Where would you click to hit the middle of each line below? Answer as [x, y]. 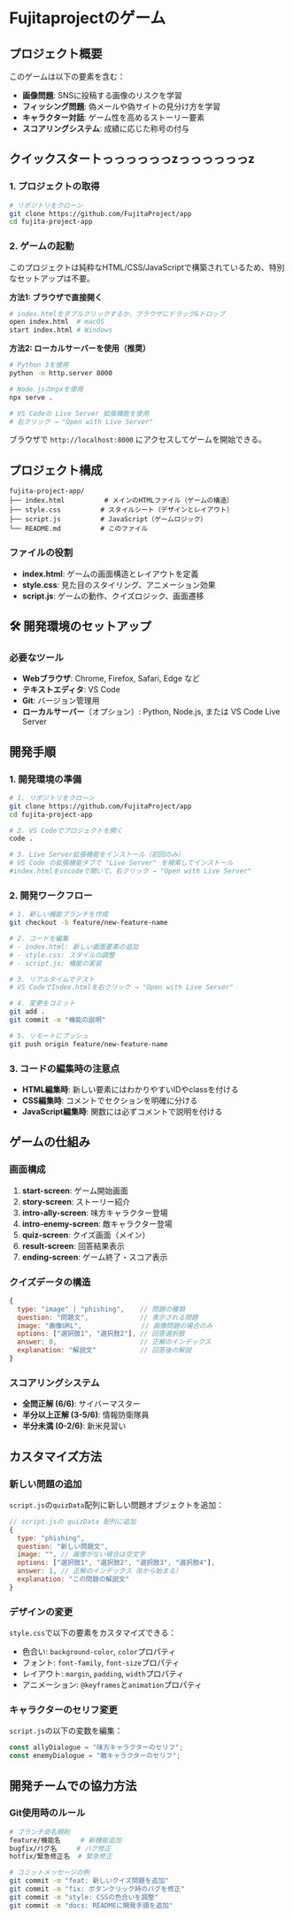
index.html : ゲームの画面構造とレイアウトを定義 [110, 574]
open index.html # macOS [57, 322]
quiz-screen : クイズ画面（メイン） [86, 1235]
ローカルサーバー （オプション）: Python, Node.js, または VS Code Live [151, 712]
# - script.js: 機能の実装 [55, 963]
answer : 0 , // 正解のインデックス [114, 1342]
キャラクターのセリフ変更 [63, 1710]
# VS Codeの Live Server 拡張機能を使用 [79, 413]
